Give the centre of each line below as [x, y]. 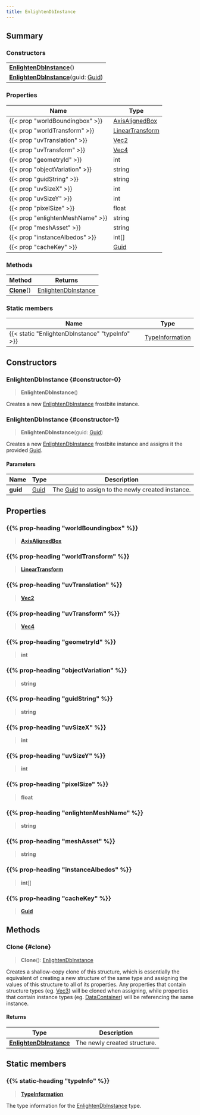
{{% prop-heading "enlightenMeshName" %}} [75, 813]
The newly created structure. [116, 1043]
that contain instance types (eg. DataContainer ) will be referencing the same [100, 997]
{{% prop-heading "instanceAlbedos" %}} [69, 870]
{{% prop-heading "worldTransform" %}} [68, 556]
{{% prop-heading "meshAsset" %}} [61, 841]
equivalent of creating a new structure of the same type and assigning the [97, 978]
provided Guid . [24, 450]
